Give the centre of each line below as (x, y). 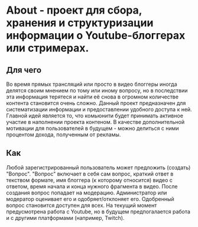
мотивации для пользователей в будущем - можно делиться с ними (92, 128)
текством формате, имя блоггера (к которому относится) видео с (90, 180)
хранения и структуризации (80, 23)
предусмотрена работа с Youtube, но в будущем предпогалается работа (98, 212)
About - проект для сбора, (74, 10)
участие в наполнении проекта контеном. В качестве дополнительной (95, 122)
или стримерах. (48, 48)
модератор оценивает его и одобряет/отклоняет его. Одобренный (90, 199)
